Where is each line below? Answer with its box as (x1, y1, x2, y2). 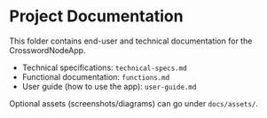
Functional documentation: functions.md (21, 71, 170, 82)
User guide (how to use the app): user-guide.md (21, 81, 197, 91)
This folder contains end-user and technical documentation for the (9, 35, 253, 46)
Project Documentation (9, 6, 184, 27)
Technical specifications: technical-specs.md (21, 62, 188, 73)
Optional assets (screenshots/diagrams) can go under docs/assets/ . (9, 98, 259, 108)
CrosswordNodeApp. (9, 44, 86, 55)
